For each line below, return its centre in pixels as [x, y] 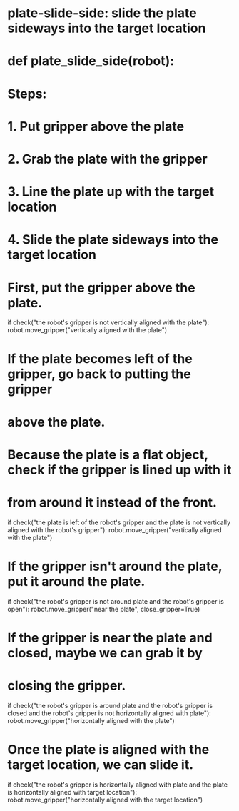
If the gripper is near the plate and [110, 638]
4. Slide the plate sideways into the [113, 240]
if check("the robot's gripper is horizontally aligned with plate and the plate [118, 785]
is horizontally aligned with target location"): [72, 792]
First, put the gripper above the [101, 288]
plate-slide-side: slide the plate [102, 13]
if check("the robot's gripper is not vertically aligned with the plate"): [108, 322]
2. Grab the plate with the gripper [108, 159]
